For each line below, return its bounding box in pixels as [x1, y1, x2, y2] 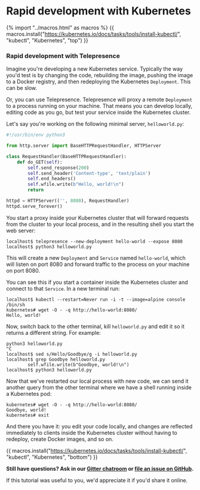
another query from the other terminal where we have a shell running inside [6, 383, 192, 391]
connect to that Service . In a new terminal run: [6, 285, 121, 292]
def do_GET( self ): [17, 159, 63, 165]
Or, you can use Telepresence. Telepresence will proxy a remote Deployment [6, 96, 193, 103]
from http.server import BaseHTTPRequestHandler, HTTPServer [6, 143, 162, 149]
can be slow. [6, 84, 38, 92]
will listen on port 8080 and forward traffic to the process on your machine [6, 261, 190, 268]
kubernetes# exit [6, 412, 50, 418]
